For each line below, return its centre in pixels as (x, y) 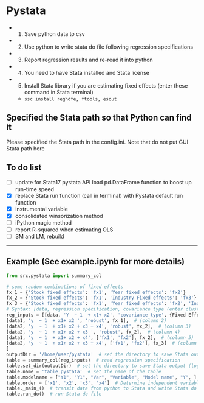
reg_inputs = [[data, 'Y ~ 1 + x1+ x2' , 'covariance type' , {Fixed (96, 315)
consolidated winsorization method (59, 216)
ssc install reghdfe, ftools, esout (70, 99)
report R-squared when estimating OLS (64, 230)
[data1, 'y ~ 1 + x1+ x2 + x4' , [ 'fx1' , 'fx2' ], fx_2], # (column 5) (100, 338)
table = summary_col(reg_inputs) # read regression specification (93, 360)
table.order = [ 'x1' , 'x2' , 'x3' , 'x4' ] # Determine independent (92, 383)
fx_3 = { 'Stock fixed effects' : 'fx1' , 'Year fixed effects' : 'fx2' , (96, 304)
